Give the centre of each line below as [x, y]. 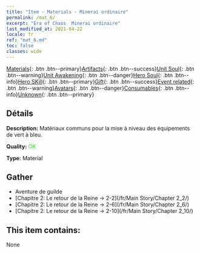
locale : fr [20, 35]
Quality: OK [21, 146]
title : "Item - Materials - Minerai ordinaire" [68, 12]
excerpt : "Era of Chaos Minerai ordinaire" [63, 23]
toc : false [20, 46]
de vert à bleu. [24, 135]
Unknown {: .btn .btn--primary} [56, 94]
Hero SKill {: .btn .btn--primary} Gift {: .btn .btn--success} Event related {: [106, 81]
